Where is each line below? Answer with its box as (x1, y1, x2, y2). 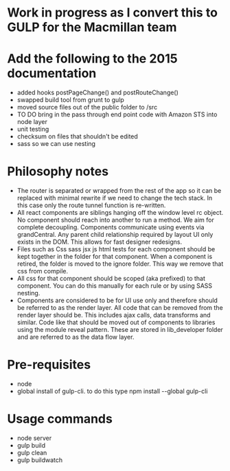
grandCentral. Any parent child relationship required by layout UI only (16, 231, 214, 239)
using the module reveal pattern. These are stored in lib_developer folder (16, 326, 223, 334)
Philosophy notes (7, 164, 108, 180)
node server (16, 434, 52, 442)
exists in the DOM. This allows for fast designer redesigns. (16, 238, 183, 246)
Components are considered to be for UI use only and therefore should (16, 296, 218, 304)
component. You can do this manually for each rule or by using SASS (16, 282, 213, 290)
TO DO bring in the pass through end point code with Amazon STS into (16, 110, 218, 118)
